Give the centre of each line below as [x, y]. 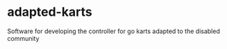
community [23, 38]
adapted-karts [50, 12]
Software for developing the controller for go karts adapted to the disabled [113, 31]
